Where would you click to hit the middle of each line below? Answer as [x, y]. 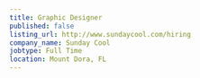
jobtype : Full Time [46, 51]
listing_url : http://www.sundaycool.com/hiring [100, 34]
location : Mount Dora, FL [58, 59]
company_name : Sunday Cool [60, 43]
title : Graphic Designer [56, 17]
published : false [42, 26]
